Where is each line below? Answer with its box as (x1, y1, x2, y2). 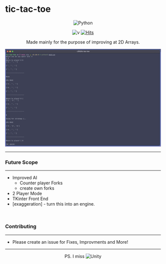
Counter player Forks (19, 180, 63, 186)
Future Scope (5, 158, 38, 165)
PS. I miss (64, 253, 85, 259)
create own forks (19, 185, 54, 191)
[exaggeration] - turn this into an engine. (12, 201, 95, 207)
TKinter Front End (12, 196, 48, 202)
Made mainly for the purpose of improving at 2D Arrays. (26, 39, 140, 45)
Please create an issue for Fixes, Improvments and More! (12, 239, 128, 245)
